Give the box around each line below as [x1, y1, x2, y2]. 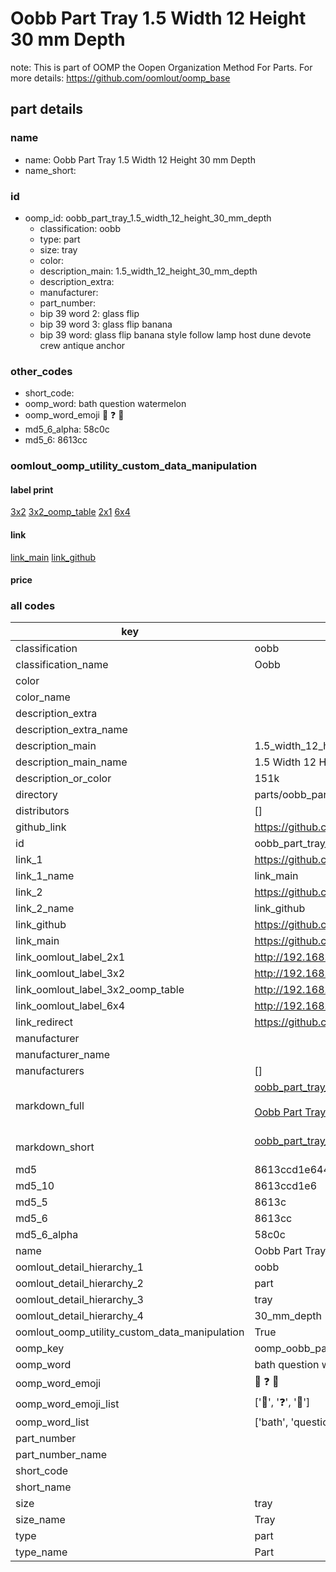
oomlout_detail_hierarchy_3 [15, 1293, 144, 1307]
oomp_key [15, 1342, 65, 1356]
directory [15, 788, 58, 802]
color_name [15, 690, 71, 704]
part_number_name [15, 1448, 107, 1462]
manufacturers [15, 1064, 85, 1078]
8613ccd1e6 [254, 1179, 318, 1193]
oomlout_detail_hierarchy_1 [15, 1260, 144, 1274]
